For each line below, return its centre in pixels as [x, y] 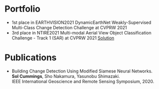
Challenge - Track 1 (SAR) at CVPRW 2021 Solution [63, 38]
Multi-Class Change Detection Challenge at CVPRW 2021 [69, 27]
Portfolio [23, 9]
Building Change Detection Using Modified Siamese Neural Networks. [82, 71]
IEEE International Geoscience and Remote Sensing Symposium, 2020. [83, 81]
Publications [31, 58]
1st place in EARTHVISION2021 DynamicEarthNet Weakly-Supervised [81, 22]
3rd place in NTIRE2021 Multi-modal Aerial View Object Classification [81, 33]
